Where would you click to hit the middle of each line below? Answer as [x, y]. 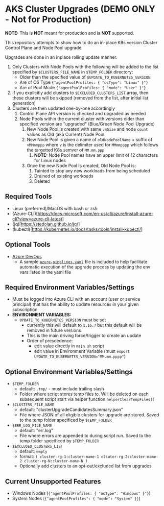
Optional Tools [28, 245]
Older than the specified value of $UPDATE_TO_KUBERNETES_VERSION [85, 77]
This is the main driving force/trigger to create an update [84, 336]
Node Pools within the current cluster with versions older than [82, 119]
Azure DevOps [27, 256]
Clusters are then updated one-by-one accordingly [63, 108]
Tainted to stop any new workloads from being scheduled [92, 170]
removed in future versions [54, 330]
